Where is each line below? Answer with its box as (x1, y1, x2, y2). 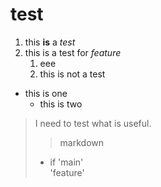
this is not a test (39, 68, 106, 80)
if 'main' (49, 156, 84, 168)
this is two (39, 98, 83, 110)
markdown (59, 136, 105, 148)
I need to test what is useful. (34, 117, 152, 129)
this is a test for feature (24, 46, 122, 58)
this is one (24, 87, 68, 99)
